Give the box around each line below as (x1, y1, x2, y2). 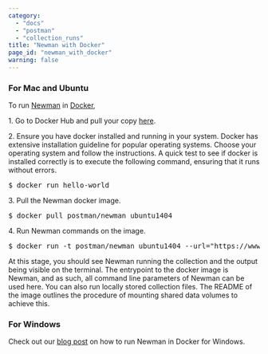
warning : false (8, 57, 59, 65)
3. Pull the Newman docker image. (8, 196, 121, 206)
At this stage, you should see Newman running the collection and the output (8, 257, 258, 266)
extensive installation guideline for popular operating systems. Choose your (8, 140, 257, 150)
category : (8, 11, 41, 20)
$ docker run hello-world (8, 181, 110, 190)
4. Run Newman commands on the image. (8, 226, 146, 236)
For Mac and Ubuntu (8, 82, 89, 93)
